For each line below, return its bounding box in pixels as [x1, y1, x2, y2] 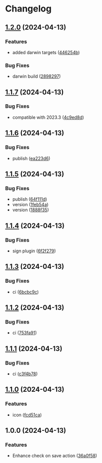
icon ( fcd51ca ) [12, 412, 42, 418]
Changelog [5, 3, 52, 15]
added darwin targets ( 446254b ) [12, 49, 80, 55]
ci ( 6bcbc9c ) [12, 289, 39, 295]
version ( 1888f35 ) [12, 207, 49, 213]
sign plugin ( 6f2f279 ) [12, 248, 56, 254]
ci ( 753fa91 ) [12, 330, 37, 336]
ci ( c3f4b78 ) [12, 371, 38, 377]
